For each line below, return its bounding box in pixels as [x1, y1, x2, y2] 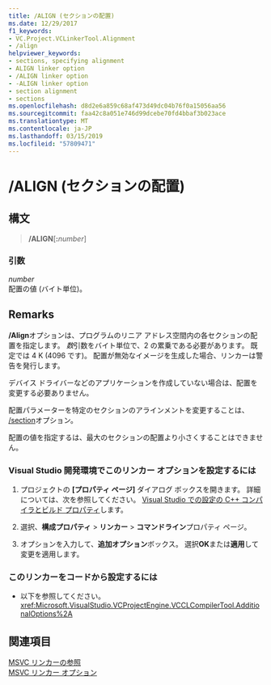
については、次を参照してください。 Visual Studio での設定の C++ [19, 494, 240, 504]
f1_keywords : [8, 27, 53, 35]
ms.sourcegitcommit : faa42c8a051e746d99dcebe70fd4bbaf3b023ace [8, 110, 227, 118]
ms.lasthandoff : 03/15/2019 [8, 132, 104, 140]
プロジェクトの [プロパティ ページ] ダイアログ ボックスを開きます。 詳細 [19, 484, 261, 494]
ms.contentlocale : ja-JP [8, 125, 92, 133]
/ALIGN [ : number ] [28, 234, 87, 243]
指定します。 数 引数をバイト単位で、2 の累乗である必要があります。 [22, 340, 249, 350]
